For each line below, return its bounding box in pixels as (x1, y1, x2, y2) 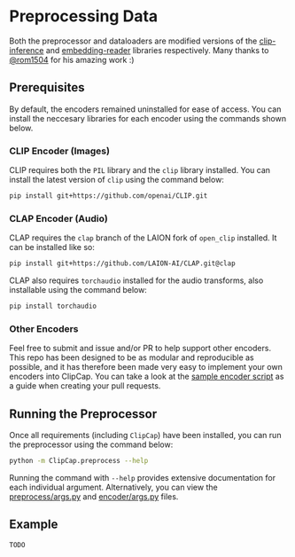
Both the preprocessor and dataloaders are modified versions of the (9, 35, 258, 46)
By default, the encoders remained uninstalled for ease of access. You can (9, 104, 282, 114)
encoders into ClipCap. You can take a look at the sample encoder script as (9, 371, 284, 382)
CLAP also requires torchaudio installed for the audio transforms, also (9, 275, 264, 286)
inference (9, 44, 44, 55)
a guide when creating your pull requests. (9, 380, 161, 391)
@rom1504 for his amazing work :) (9, 54, 135, 65)
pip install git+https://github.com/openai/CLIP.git (9, 192, 208, 200)
